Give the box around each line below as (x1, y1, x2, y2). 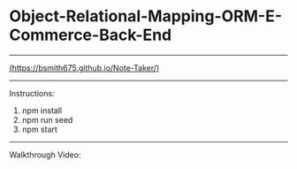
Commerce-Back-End (9, 25, 172, 45)
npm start (21, 124, 57, 134)
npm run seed (21, 114, 73, 125)
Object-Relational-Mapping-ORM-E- (9, 6, 283, 27)
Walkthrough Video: (9, 149, 81, 160)
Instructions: (9, 88, 55, 98)
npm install (21, 104, 63, 116)
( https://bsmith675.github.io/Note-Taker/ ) (9, 62, 160, 73)
